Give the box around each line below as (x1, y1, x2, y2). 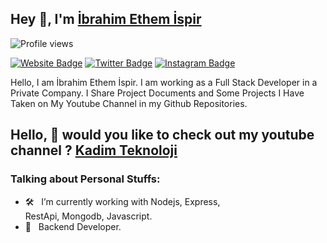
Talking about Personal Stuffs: (10, 172, 161, 186)
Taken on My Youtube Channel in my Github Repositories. (10, 97, 248, 109)
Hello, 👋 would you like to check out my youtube (10, 127, 315, 144)
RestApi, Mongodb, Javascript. (24, 210, 153, 222)
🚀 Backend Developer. (24, 220, 122, 232)
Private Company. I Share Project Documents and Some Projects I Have (10, 87, 305, 99)
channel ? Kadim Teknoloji (10, 142, 178, 159)
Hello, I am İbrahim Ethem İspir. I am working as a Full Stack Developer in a (10, 76, 318, 88)
